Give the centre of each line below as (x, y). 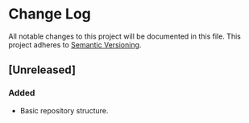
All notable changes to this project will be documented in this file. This (125, 36)
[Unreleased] (42, 70)
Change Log (50, 14)
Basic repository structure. (64, 110)
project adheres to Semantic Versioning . (75, 44)
